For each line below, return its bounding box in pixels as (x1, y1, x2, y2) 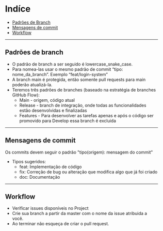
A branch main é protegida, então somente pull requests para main (12, 77, 146, 82)
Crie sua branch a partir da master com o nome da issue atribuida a (12, 211, 147, 216)
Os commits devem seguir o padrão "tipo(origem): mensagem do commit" (5, 149, 153, 155)
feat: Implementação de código (19, 164, 82, 169)
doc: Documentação (19, 174, 60, 180)
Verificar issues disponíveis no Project (12, 205, 89, 211)
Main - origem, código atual (19, 97, 75, 103)
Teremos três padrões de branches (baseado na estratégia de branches (12, 87, 156, 92)
